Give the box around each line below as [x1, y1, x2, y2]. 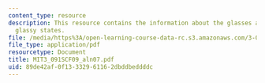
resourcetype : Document [8, 48, 87, 56]
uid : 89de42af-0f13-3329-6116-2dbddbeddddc [8, 63, 154, 71]
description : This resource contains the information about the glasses [8, 19, 252, 27]
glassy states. [15, 26, 65, 34]
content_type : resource [8, 11, 87, 20]
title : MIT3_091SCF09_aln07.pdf [8, 56, 114, 64]
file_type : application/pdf [8, 41, 101, 49]
